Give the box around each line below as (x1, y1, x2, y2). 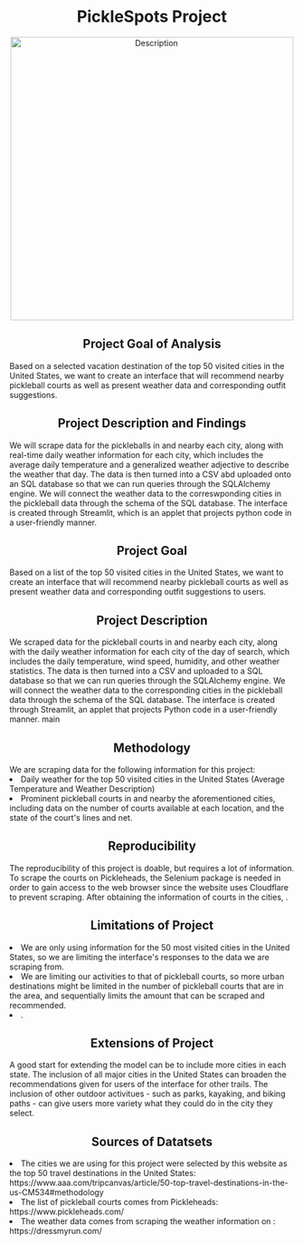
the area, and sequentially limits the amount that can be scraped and (9, 990, 265, 1001)
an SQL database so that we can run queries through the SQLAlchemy (9, 478, 271, 489)
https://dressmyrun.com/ (9, 1226, 102, 1237)
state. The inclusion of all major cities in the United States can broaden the (9, 1069, 288, 1080)
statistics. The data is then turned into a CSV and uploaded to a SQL (9, 666, 263, 676)
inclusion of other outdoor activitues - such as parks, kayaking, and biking (9, 1088, 286, 1099)
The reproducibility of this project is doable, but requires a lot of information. (9, 862, 295, 873)
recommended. (9, 999, 66, 1010)
